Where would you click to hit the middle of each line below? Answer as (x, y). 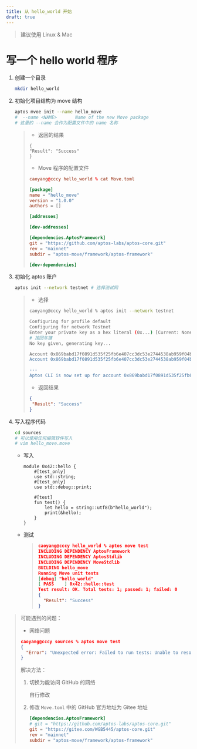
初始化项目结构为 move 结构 (48, 101)
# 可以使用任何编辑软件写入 (43, 438)
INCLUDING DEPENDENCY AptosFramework (84, 552)
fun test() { (50, 503)
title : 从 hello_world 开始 (39, 11)
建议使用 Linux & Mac (46, 34)
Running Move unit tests (68, 573)
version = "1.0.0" (52, 200)
